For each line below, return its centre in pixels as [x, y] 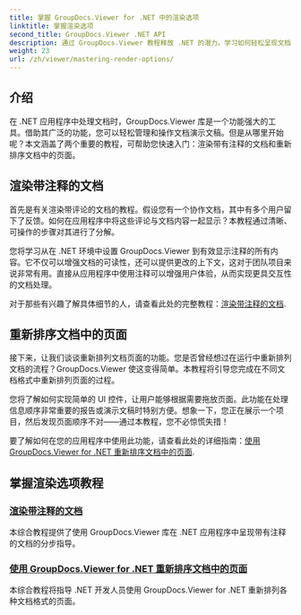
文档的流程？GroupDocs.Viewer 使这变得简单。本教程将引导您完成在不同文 [147, 369]
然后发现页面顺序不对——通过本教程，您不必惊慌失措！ [127, 422]
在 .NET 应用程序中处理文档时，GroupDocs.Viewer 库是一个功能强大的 [139, 121]
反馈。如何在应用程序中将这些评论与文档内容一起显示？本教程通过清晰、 [158, 220]
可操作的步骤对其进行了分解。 [64, 232]
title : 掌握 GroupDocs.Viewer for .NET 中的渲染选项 [104, 18]
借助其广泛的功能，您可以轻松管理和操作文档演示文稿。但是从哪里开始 [154, 132]
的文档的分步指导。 [45, 543]
